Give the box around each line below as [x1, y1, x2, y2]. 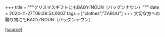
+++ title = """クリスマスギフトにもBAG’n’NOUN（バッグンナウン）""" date [5, 4, 160, 10]
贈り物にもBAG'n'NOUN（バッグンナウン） [5, 17, 93, 22]
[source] [5, 27, 23, 32]
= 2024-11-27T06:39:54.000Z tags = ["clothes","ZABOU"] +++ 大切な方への [5, 10, 160, 16]
